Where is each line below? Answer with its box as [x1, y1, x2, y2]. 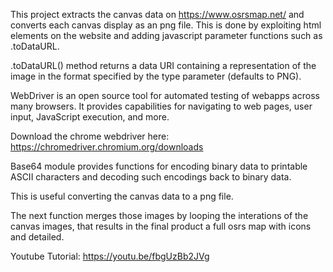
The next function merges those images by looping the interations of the [10, 210, 309, 221]
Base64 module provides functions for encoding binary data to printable [10, 160, 308, 172]
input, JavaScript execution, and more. [10, 111, 170, 123]
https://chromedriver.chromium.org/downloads [10, 141, 204, 153]
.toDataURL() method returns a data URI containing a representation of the [10, 60, 317, 71]
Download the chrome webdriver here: [10, 130, 170, 142]
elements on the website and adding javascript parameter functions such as [10, 30, 323, 41]
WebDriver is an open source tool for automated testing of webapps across [10, 90, 320, 101]
